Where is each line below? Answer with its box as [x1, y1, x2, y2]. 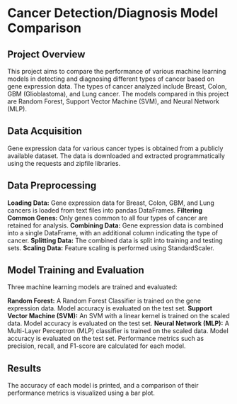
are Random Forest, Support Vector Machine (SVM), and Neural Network [7, 97, 219, 106]
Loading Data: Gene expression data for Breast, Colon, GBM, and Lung [7, 198, 214, 207]
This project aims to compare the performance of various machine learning [7, 67, 226, 75]
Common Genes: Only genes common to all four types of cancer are [7, 213, 208, 222]
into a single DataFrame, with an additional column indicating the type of [7, 228, 219, 237]
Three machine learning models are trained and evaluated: [7, 283, 178, 291]
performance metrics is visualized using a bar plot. [7, 388, 156, 398]
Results [7, 362, 42, 374]
